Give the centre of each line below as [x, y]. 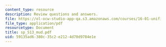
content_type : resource [30, 10]
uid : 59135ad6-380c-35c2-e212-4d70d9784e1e [51, 37]
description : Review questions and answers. [52, 14]
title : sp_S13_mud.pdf [28, 32]
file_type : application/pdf [34, 23]
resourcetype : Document [30, 28]
